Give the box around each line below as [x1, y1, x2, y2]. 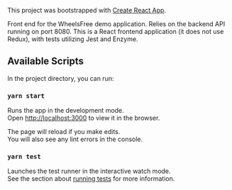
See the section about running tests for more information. [7, 174, 175, 183]
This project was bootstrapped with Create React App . [7, 6, 167, 14]
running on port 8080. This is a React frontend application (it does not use [7, 28, 224, 35]
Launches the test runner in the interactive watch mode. [7, 167, 172, 176]
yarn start [7, 91, 45, 100]
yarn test [7, 152, 41, 161]
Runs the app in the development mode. [7, 106, 124, 115]
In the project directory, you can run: [7, 74, 114, 82]
